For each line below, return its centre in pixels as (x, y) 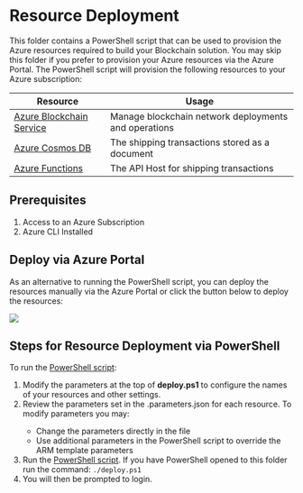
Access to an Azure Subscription (83, 222)
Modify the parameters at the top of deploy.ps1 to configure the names (155, 385)
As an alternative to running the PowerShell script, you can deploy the (139, 281)
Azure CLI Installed (57, 232)
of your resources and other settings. (92, 395)
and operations (142, 127)
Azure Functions (49, 168)
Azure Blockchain (51, 116)
